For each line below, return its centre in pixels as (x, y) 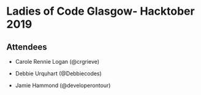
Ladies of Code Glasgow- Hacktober (100, 11)
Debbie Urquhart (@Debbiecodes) (59, 74)
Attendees (27, 47)
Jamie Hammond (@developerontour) (63, 85)
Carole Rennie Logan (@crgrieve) (57, 62)
